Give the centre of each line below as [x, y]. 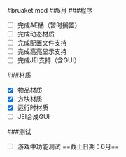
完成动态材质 [36, 34]
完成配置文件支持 [42, 43]
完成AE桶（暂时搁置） [49, 25]
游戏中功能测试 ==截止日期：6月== [68, 146]
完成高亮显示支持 [42, 52]
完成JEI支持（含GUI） [49, 60]
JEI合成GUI [34, 116]
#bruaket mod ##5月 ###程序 [50, 10]
